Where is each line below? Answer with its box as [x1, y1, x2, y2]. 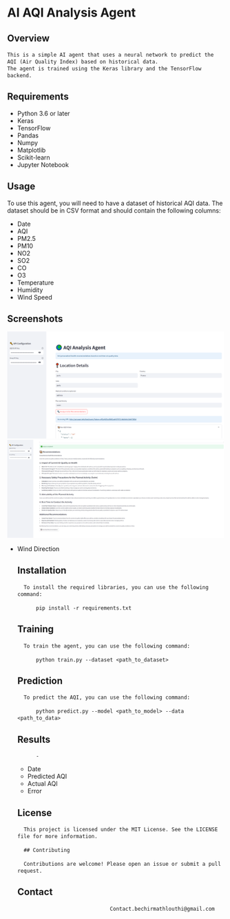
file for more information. [17, 833, 98, 840]
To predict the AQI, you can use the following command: [23, 694, 191, 702]
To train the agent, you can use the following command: [23, 642, 191, 650]
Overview [7, 32, 50, 44]
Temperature [17, 278, 54, 287]
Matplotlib [17, 146, 46, 154]
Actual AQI [27, 780, 58, 788]
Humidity [17, 285, 43, 294]
